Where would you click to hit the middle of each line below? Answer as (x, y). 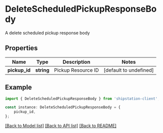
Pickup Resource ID (77, 70)
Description (76, 62)
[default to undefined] (129, 70)
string (42, 70)
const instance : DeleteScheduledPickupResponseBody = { (63, 107)
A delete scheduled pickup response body (47, 33)
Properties (21, 48)
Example (18, 87)
